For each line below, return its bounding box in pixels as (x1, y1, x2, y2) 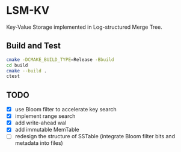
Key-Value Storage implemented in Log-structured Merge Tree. (6, 23, 162, 31)
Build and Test (6, 41, 61, 51)
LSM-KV (6, 4, 50, 17)
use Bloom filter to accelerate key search (14, 106, 117, 113)
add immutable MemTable (14, 126, 79, 133)
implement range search (14, 113, 76, 120)
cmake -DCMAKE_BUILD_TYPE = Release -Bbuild (6, 56, 114, 63)
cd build (6, 62, 28, 68)
